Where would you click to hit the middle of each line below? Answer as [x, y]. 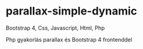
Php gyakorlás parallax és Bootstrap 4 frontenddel [69, 39]
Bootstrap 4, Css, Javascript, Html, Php [55, 28]
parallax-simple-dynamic [71, 11]
